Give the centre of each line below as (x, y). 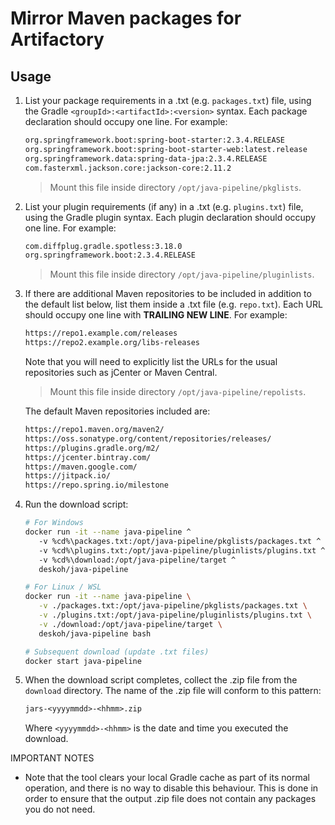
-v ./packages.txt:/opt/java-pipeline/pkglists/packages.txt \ (173, 606)
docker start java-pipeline (83, 661)
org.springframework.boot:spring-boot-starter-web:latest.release (166, 149)
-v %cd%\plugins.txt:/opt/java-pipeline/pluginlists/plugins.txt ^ (182, 550)
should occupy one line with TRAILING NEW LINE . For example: (156, 315)
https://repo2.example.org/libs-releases (112, 343)
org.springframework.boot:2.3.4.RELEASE (110, 255)
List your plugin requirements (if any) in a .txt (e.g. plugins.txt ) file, (164, 206)
